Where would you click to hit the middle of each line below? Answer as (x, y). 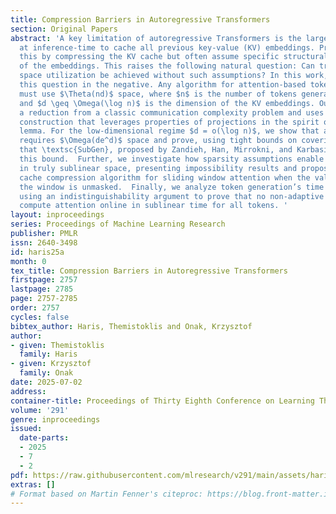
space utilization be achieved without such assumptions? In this (160, 76)
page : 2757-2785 (44, 299)
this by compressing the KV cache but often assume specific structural (174, 57)
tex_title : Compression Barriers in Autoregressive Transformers (149, 271)
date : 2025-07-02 (46, 382)
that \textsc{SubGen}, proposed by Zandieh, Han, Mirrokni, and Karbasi (174, 150)
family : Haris (48, 354)
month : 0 (28, 261)
